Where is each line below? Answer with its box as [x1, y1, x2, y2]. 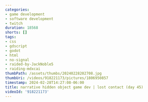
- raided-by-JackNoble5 [5, 62, 54, 67]
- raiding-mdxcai [5, 67, 41, 72]
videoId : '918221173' [5, 89, 49, 94]
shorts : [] [5, 30, 27, 35]
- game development [5, 12, 45, 17]
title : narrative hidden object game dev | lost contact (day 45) [5, 84, 144, 90]
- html [5, 52, 19, 58]
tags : [5, 35, 16, 40]
